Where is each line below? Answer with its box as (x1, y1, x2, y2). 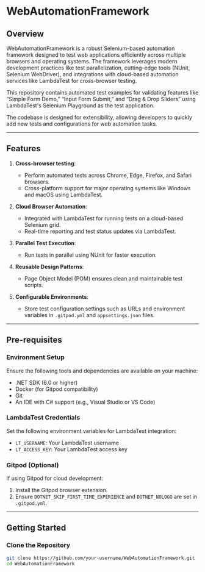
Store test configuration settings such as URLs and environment (24, 305, 185, 312)
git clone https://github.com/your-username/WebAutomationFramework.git (6, 555, 195, 561)
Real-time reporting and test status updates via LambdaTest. (24, 227, 176, 235)
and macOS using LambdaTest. (24, 191, 103, 198)
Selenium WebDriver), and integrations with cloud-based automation (6, 71, 179, 77)
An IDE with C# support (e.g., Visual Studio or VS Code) (15, 398, 156, 406)
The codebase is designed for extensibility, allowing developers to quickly (6, 114, 192, 121)
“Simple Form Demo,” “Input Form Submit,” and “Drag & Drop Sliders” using (6, 96, 196, 102)
